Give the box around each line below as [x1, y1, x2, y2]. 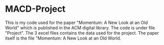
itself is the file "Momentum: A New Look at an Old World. [5, 35, 121, 41]
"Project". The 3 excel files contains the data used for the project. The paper [5, 30, 159, 36]
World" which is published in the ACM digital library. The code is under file [5, 24, 155, 30]
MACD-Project [5, 3, 66, 15]
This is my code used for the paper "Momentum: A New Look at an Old [5, 20, 148, 25]
